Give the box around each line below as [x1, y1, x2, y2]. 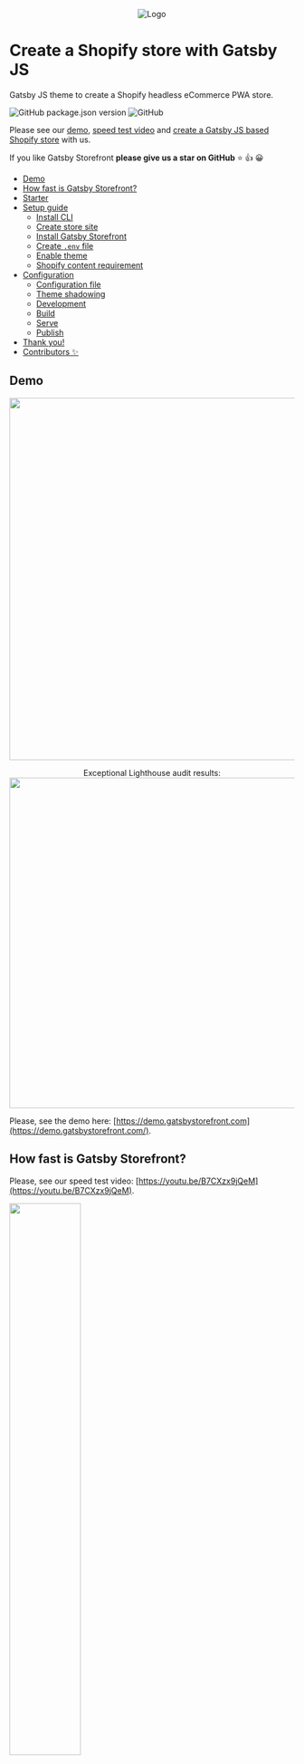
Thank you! [22, 336, 65, 348]
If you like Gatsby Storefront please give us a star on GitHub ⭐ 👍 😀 [9, 152, 264, 163]
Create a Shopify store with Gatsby [9, 41, 278, 61]
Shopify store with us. [9, 134, 91, 145]
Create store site [35, 221, 99, 232]
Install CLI [35, 211, 74, 222]
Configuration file [35, 279, 101, 290]
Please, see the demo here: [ [9, 1115, 117, 1126]
